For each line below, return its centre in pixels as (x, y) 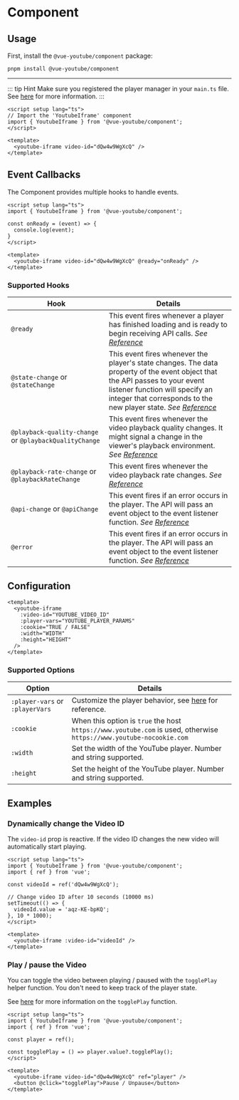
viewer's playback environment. (162, 446)
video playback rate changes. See (165, 475)
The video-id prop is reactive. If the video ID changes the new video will (113, 839)
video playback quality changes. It (166, 428)
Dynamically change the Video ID (66, 824)
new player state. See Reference (163, 408)
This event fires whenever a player (166, 316)
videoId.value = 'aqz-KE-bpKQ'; (62, 909)
